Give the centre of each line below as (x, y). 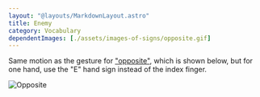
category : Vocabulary (45, 30)
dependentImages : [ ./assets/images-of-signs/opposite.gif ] (110, 38)
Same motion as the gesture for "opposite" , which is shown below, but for (130, 61)
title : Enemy (30, 23)
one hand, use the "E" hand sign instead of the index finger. (108, 70)
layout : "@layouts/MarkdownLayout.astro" (79, 16)
